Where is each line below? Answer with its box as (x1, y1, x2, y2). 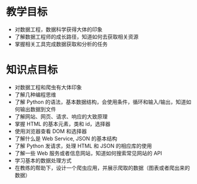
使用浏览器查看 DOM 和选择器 (14, 127, 87, 135)
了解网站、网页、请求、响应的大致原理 (14, 113, 108, 120)
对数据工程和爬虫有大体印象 (14, 83, 82, 91)
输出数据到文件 (19, 105, 56, 113)
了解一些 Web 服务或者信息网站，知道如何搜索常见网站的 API (14, 149, 162, 156)
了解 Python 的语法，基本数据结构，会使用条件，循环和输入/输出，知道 (14, 98, 186, 105)
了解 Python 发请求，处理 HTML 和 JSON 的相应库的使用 (14, 142, 152, 149)
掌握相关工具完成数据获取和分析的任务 (14, 40, 108, 47)
